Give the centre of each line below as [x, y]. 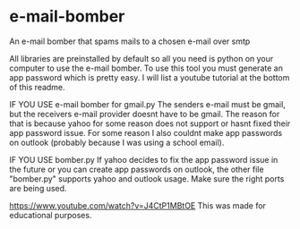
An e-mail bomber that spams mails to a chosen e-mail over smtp [130, 41]
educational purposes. [51, 215]
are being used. [38, 188]
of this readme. [37, 87]
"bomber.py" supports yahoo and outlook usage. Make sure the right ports [147, 178]
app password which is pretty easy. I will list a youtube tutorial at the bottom [150, 77]
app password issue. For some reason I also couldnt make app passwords [146, 132]
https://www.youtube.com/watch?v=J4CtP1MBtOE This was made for [138, 205]
